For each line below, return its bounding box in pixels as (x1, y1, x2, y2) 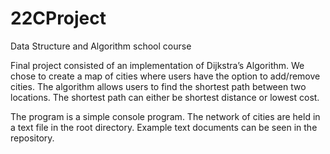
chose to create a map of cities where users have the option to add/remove (10, 70, 321, 82)
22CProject (10, 7, 107, 30)
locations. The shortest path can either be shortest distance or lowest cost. (10, 91, 320, 103)
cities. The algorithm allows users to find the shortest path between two (10, 80, 307, 92)
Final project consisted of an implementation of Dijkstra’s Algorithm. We (10, 59, 305, 71)
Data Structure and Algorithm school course (10, 40, 192, 52)
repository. (10, 132, 55, 144)
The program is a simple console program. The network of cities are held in (10, 110, 321, 122)
